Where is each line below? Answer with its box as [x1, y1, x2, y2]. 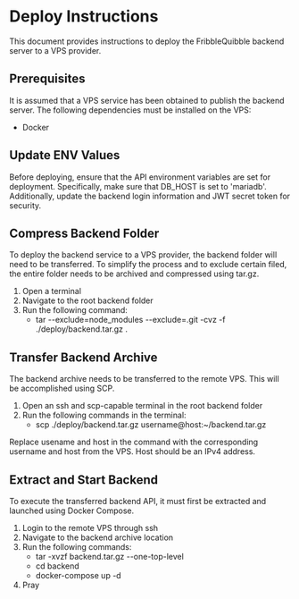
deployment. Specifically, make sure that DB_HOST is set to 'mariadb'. [9, 181, 268, 191]
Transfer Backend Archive [9, 350, 158, 365]
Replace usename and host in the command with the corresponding [9, 436, 259, 448]
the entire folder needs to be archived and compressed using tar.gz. [9, 268, 260, 279]
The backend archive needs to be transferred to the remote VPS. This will [9, 374, 279, 384]
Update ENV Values [9, 148, 120, 163]
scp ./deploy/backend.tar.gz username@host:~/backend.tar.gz [35, 419, 267, 430]
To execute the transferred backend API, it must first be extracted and [9, 496, 267, 506]
